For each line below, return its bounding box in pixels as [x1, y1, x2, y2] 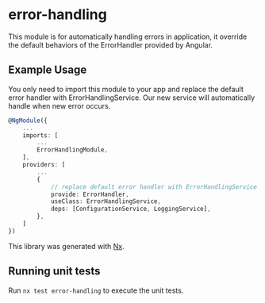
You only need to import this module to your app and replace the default [8, 84, 244, 94]
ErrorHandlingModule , [36, 146, 109, 154]
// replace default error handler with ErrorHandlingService [50, 182, 258, 191]
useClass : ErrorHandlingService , [50, 198, 161, 205]
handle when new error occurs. [8, 101, 111, 110]
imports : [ [22, 131, 59, 140]
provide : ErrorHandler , [50, 190, 129, 198]
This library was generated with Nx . [8, 241, 125, 251]
